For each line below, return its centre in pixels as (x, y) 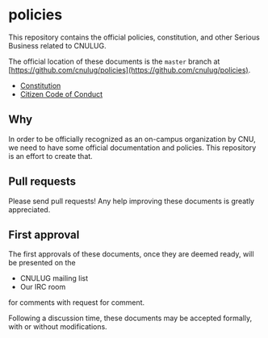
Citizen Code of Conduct (61, 94)
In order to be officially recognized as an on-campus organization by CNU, (132, 139)
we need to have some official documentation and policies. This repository (132, 148)
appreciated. (29, 209)
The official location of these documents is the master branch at (114, 61)
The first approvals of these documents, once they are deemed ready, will (131, 254)
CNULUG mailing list (54, 278)
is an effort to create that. (50, 156)
